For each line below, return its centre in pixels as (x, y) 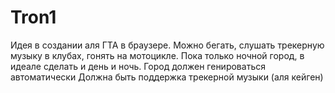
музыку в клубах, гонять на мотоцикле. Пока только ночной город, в (157, 55)
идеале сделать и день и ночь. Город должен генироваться (138, 66)
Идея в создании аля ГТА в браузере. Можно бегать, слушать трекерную (167, 45)
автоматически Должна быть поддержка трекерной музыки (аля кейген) (167, 77)
